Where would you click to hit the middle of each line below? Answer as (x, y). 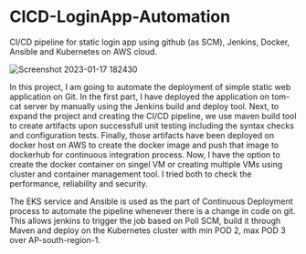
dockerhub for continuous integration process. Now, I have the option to (145, 154)
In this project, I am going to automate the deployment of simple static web (150, 86)
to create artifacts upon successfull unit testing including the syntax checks (152, 126)
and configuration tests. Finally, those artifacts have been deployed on (142, 135)
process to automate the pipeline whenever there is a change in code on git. (153, 210)
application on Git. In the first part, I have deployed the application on (140, 97)
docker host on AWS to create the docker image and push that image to (144, 145)
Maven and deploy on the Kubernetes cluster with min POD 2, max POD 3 (148, 230)
